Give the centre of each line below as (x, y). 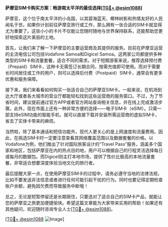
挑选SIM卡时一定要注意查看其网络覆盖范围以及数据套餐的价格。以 (86, 138)
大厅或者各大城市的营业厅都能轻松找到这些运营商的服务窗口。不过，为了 (84, 96)
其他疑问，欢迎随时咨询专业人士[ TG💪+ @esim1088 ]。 (60, 209)
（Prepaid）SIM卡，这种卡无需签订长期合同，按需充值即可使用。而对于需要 (83, 66)
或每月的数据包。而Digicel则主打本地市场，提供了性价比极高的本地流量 (78, 156)
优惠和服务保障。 (23, 79)
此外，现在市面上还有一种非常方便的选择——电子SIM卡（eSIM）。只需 (85, 108)
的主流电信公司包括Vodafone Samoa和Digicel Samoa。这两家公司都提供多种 (84, 54)
